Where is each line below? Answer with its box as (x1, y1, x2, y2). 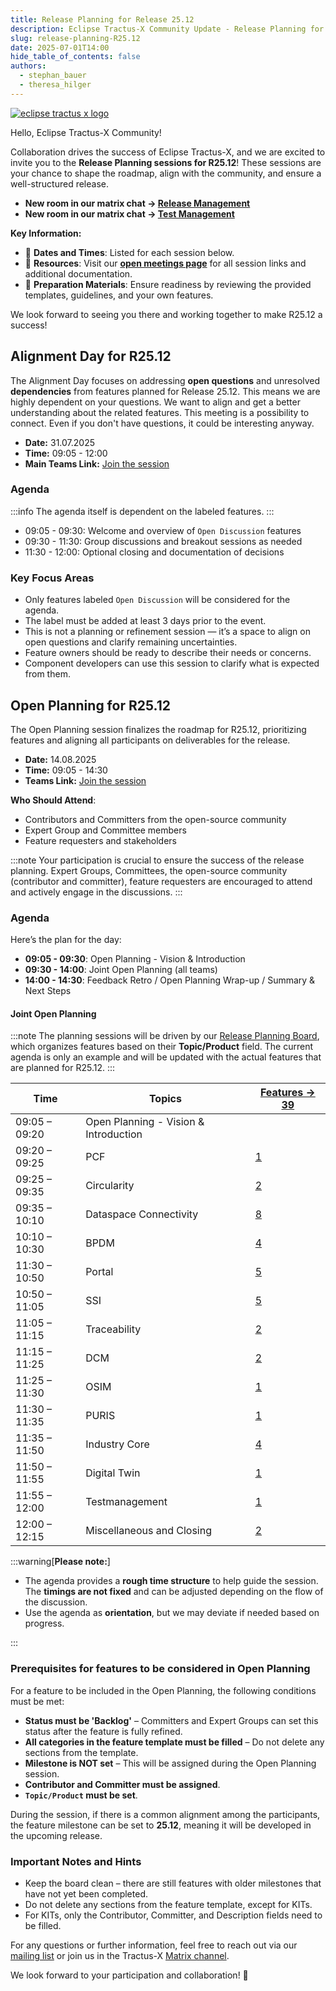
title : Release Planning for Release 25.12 (10, 14, 195, 25)
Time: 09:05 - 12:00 (24, 447, 108, 459)
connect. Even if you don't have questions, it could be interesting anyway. (10, 417, 315, 429)
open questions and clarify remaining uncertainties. (24, 636, 238, 648)
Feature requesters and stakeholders (24, 834, 178, 846)
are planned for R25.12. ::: (10, 1062, 116, 1074)
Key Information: (10, 227, 82, 239)
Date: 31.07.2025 (24, 436, 95, 448)
